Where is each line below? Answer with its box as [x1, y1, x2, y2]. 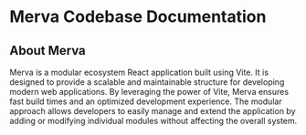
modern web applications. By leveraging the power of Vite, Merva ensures [9, 87, 290, 97]
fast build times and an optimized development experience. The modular [9, 96, 282, 107]
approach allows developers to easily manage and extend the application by [9, 106, 296, 116]
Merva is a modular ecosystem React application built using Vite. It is [9, 67, 269, 78]
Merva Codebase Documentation [9, 6, 267, 27]
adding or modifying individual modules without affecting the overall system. [9, 116, 298, 126]
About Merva [9, 43, 87, 58]
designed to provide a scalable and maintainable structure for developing [9, 77, 285, 88]
